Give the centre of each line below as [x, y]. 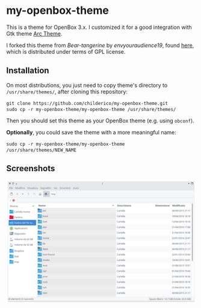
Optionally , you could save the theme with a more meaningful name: [91, 132]
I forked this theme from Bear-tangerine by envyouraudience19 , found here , [100, 45]
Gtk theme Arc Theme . [34, 33]
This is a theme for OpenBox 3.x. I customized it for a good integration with [99, 27]
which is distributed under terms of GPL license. [66, 51]
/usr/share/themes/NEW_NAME [42, 150]
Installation [28, 71]
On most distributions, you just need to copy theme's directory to [87, 85]
